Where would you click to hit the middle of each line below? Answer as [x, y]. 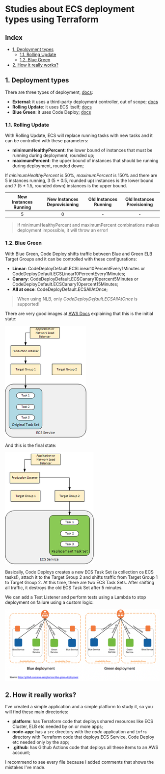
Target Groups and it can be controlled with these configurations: [71, 259]
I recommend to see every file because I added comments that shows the [80, 762]
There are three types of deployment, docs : [49, 92]
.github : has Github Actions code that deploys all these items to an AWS [85, 748]
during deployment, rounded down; [48, 166]
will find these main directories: [37, 712]
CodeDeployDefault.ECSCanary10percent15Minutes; [65, 284]
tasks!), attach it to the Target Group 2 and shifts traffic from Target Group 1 [82, 577]
